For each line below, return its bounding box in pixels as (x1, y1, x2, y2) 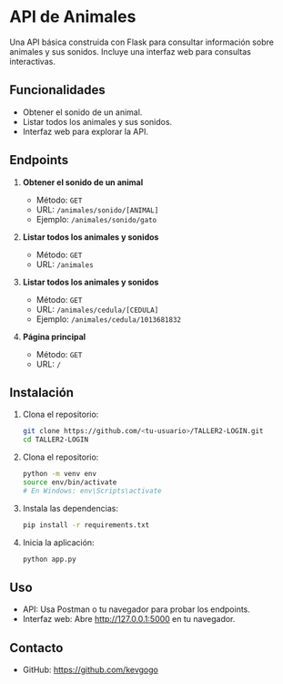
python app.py (22, 554, 76, 564)
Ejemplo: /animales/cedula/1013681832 (35, 313, 182, 325)
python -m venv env (22, 470, 97, 479)
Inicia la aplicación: (22, 536, 95, 548)
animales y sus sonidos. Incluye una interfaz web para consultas (9, 46, 252, 57)
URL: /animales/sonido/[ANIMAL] (35, 203, 159, 215)
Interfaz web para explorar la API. (22, 126, 148, 137)
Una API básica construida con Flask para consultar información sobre (9, 36, 275, 47)
